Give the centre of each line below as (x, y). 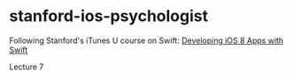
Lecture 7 (27, 67)
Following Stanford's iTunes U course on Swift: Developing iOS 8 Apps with (146, 40)
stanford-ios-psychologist (109, 16)
